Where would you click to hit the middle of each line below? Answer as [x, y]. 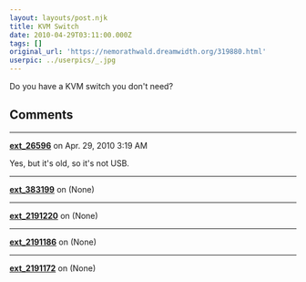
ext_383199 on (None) [52, 189]
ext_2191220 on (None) [54, 215]
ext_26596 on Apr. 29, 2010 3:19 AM [79, 145]
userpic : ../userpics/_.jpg [63, 60]
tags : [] [26, 43]
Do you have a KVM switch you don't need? [92, 86]
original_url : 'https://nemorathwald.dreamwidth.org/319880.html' [138, 52]
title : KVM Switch [44, 26]
